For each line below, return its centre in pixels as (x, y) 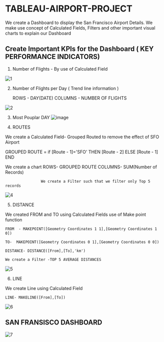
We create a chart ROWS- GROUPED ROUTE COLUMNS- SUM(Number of (81, 167)
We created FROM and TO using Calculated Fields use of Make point (76, 214)
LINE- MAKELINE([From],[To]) (35, 297)
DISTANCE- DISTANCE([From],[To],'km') (45, 251)
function (14, 220)
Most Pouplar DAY (31, 117)
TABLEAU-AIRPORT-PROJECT (69, 9)
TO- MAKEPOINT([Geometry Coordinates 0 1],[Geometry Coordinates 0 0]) (82, 242)
